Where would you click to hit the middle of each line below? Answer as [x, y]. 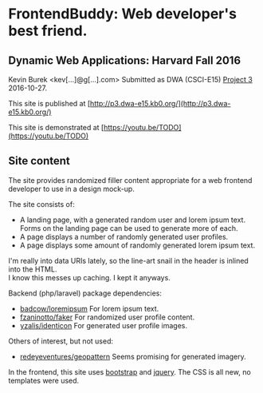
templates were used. [44, 380]
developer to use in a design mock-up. [72, 189]
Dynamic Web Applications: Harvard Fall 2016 [125, 60]
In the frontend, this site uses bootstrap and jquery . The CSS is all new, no [130, 371]
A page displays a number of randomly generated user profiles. [124, 236]
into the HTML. [33, 269]
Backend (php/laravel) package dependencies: [85, 293]
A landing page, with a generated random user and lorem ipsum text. [132, 220]
